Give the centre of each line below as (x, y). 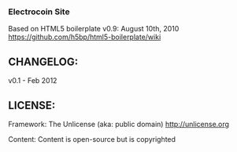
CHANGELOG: (43, 62)
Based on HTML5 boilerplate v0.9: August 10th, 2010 (94, 29)
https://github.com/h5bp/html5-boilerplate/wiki (85, 37)
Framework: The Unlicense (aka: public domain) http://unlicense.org (119, 124)
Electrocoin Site (39, 12)
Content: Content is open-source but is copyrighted (92, 139)
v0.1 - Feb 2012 (33, 81)
